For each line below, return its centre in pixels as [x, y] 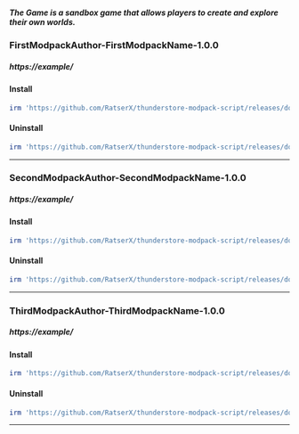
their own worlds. [42, 21]
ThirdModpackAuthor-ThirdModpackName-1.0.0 [117, 310]
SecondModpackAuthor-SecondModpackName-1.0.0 [128, 178]
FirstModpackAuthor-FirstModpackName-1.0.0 [114, 45]
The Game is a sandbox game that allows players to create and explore [144, 12]
